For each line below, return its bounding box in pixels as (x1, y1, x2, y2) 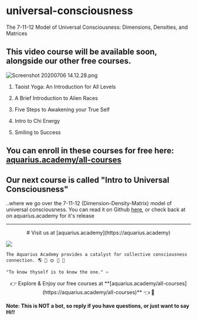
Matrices (6, 29, 28, 36)
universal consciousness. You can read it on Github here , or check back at (6, 206, 186, 213)
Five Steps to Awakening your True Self (14, 106, 110, 113)
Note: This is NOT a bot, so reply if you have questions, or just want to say (6, 302, 189, 309)
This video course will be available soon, (6, 47, 157, 57)
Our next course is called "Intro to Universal (6, 175, 169, 185)
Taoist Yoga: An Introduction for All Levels (14, 83, 116, 90)
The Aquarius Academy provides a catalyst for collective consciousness (6, 251, 188, 257)
